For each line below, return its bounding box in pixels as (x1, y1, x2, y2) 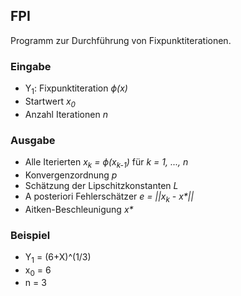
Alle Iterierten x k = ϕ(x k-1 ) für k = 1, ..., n (24, 156, 189, 170)
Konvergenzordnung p (24, 169, 118, 181)
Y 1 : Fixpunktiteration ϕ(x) (24, 82, 128, 96)
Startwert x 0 (24, 95, 76, 109)
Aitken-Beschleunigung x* (24, 203, 134, 215)
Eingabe (10, 59, 52, 73)
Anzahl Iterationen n (24, 108, 108, 120)
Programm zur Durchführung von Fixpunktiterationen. (10, 34, 232, 46)
